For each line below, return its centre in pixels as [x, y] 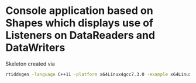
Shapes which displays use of [79, 23]
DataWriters [35, 48]
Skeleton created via [30, 64]
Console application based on [79, 11]
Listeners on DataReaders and [80, 35]
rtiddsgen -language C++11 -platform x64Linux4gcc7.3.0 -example [87, 74]
